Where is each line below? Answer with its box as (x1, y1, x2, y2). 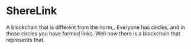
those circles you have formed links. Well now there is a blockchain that (6, 30, 180, 37)
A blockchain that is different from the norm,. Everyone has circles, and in (6, 24, 185, 31)
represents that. (6, 36, 45, 43)
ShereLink (6, 4, 57, 18)
